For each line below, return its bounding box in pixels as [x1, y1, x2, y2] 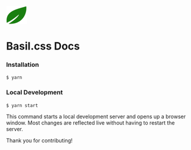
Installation [6, 61, 40, 69]
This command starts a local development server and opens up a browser [6, 113, 186, 120]
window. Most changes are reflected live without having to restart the [6, 119, 175, 126]
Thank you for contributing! [6, 136, 73, 144]
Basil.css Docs [6, 40, 80, 53]
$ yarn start [6, 102, 38, 109]
